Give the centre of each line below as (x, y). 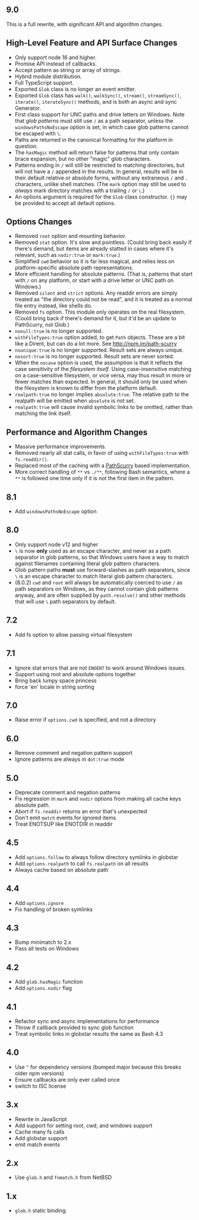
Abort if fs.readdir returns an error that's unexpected (81, 811)
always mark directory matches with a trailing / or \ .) (80, 190)
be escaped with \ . (38, 133)
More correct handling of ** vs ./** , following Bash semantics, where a (102, 472)
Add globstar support (41, 1138)
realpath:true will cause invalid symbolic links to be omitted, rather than (104, 407)
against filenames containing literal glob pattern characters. (88, 563)
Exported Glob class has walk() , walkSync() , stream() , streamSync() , (98, 95)
